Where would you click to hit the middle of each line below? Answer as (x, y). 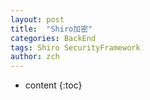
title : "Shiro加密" (51, 29)
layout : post (37, 19)
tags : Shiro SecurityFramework (75, 47)
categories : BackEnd (53, 38)
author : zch (35, 57)
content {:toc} (53, 85)
